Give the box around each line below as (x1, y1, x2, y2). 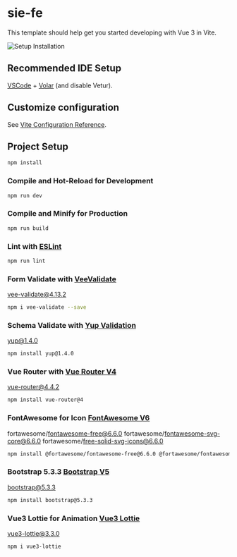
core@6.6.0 (7, 436, 41, 445)
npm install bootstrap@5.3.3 (7, 496, 93, 503)
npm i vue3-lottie (7, 543, 61, 550)
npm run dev (7, 192, 42, 199)
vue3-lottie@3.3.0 (7, 529, 60, 537)
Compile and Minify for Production (7, 209, 128, 219)
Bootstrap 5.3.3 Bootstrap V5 (7, 467, 110, 477)
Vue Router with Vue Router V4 (7, 367, 116, 377)
